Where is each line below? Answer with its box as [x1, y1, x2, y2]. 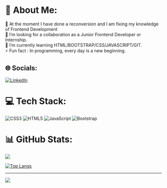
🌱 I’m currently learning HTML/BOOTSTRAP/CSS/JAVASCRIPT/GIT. [5, 42, 143, 48]
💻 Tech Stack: [5, 95, 67, 106]
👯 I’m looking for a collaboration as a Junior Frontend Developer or [5, 31, 141, 37]
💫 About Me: [5, 4, 58, 16]
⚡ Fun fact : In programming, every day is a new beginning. [5, 47, 126, 54]
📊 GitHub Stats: [5, 134, 73, 145]
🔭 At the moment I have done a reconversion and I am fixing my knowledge [5, 21, 159, 27]
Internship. [5, 37, 27, 43]
